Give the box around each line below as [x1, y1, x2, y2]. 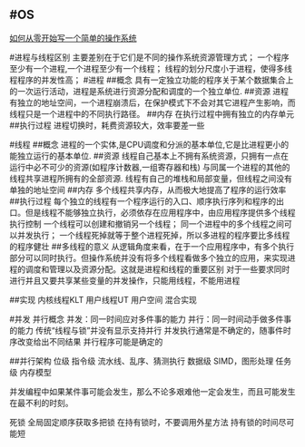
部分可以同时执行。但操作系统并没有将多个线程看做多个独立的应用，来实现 [9, 252, 288, 263]
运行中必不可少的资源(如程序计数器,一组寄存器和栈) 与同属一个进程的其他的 [9, 161, 290, 172]
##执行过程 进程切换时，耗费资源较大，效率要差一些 [9, 120, 205, 131]
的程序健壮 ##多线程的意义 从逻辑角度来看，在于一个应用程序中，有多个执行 [9, 240, 295, 252]
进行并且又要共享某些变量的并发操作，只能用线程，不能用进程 [9, 275, 241, 286]
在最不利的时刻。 [9, 397, 74, 408]
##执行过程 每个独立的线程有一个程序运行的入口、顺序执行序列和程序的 [9, 195, 277, 207]
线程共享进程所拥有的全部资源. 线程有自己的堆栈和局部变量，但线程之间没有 [9, 172, 292, 184]
